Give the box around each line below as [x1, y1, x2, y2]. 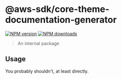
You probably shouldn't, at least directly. [5, 68, 89, 74]
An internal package [17, 40, 59, 46]
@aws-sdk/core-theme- [5, 3, 109, 15]
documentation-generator [5, 14, 117, 25]
